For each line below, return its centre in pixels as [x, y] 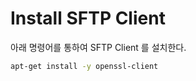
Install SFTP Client [88, 18]
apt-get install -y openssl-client [84, 66]
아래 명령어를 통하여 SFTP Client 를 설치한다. [98, 47]
